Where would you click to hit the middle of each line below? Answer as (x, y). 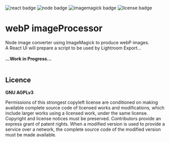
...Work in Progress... (29, 59)
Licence (18, 80)
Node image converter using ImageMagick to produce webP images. (77, 42)
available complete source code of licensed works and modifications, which (85, 107)
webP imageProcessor (54, 29)
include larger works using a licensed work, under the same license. (77, 113)
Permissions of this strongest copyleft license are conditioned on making (82, 102)
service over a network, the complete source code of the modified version (83, 129)
